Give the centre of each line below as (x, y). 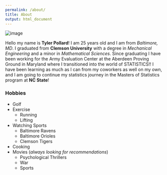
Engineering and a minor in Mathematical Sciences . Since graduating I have (83, 53)
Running (28, 114)
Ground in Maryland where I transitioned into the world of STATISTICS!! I (79, 64)
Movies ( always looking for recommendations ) (60, 152)
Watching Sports (29, 125)
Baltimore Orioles (38, 136)
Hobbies (16, 93)
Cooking (21, 146)
